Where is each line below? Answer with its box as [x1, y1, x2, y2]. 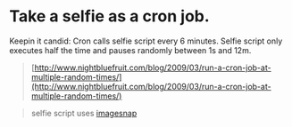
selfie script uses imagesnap [30, 107, 138, 118]
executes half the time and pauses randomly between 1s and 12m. [9, 44, 252, 55]
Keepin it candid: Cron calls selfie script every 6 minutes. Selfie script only [9, 36, 283, 46]
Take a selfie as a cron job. [9, 6, 210, 27]
